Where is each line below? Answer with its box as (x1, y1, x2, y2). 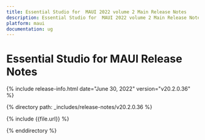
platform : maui (6, 20, 45, 26)
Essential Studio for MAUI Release (6, 52, 182, 66)
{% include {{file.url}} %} (6, 115, 70, 122)
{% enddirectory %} (6, 127, 57, 135)
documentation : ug (6, 26, 53, 32)
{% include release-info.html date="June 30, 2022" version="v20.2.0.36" (6, 85, 191, 93)
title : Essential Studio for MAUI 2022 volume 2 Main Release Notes (6, 9, 187, 15)
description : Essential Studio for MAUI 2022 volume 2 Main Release (6, 15, 187, 21)
